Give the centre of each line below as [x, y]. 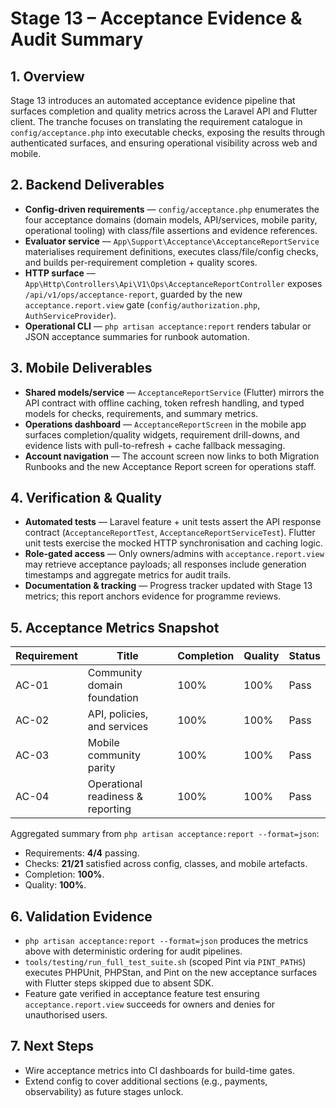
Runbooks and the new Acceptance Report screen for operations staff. [170, 466]
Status [304, 656]
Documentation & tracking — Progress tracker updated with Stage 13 [168, 586]
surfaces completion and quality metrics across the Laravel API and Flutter [164, 111]
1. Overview [47, 76]
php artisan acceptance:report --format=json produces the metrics [166, 941]
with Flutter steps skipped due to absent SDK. [119, 983]
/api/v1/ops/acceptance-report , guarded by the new [133, 294]
